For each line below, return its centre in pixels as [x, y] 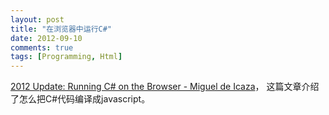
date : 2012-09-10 [46, 38]
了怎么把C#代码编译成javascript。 [80, 99]
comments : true [42, 47]
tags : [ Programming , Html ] [66, 57]
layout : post [37, 19]
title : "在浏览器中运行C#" [61, 29]
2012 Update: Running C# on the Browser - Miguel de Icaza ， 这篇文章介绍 [165, 87]
